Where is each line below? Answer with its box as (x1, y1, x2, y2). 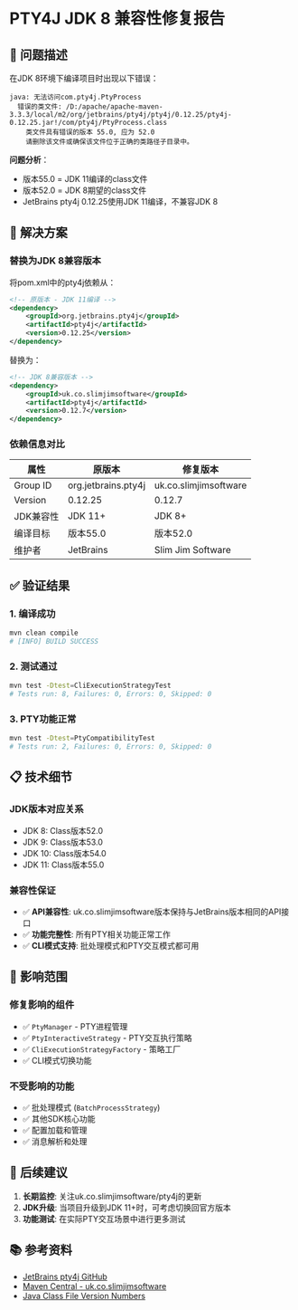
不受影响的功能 (9, 1079, 75, 1092)
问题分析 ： (9, 155, 50, 165)
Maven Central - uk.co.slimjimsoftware (22, 1280, 167, 1291)
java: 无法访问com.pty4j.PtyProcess (9, 92, 142, 101)
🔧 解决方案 (9, 225, 68, 241)
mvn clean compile (9, 628, 79, 638)
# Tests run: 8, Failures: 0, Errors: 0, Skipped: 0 (9, 690, 212, 699)
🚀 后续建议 (9, 1165, 68, 1181)
